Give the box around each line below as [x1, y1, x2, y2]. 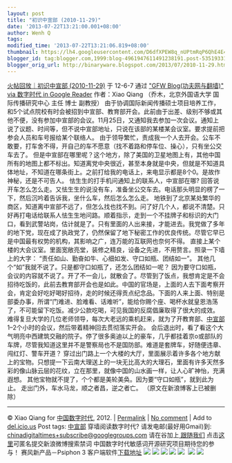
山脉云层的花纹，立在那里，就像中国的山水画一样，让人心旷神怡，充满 [25, 366, 225, 375]
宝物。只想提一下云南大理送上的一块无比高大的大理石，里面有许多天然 [19, 357, 219, 366]
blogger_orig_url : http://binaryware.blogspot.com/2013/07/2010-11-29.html [7, 62, 230, 68]
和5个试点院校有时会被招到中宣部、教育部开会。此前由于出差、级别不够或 [7, 107, 217, 115]
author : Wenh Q [7, 29, 51, 37]
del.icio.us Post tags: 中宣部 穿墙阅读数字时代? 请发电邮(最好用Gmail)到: [7, 422, 212, 431]
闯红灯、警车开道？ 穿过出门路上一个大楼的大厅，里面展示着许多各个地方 [7, 349, 215, 357]
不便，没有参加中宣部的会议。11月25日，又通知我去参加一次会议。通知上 [12, 115, 220, 124]
